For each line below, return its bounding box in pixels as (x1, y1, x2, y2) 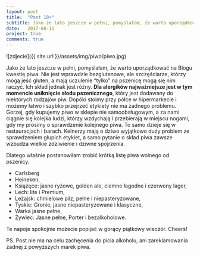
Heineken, (14, 176, 40, 183)
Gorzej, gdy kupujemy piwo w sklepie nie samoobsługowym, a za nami (6, 108, 180, 115)
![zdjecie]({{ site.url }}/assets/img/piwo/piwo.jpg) (6, 53, 127, 60)
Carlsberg (14, 170, 40, 176)
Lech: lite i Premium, (14, 189, 65, 195)
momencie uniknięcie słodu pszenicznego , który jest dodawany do (6, 90, 174, 96)
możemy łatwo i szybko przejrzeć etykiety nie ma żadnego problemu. (6, 102, 177, 109)
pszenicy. (6, 158, 30, 165)
